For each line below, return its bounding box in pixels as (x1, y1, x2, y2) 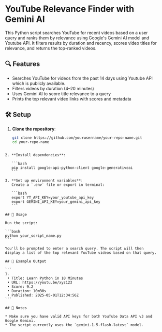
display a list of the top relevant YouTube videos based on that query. (5, 250, 157, 255)
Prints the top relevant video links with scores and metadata (12, 96, 132, 101)
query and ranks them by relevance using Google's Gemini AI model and (5, 35, 149, 41)
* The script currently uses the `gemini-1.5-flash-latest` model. (5, 323, 144, 328)
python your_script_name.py (5, 233, 62, 238)
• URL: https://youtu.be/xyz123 (7, 280, 73, 285)
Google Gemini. (5, 318, 36, 323)
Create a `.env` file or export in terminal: (11, 183, 105, 187)
